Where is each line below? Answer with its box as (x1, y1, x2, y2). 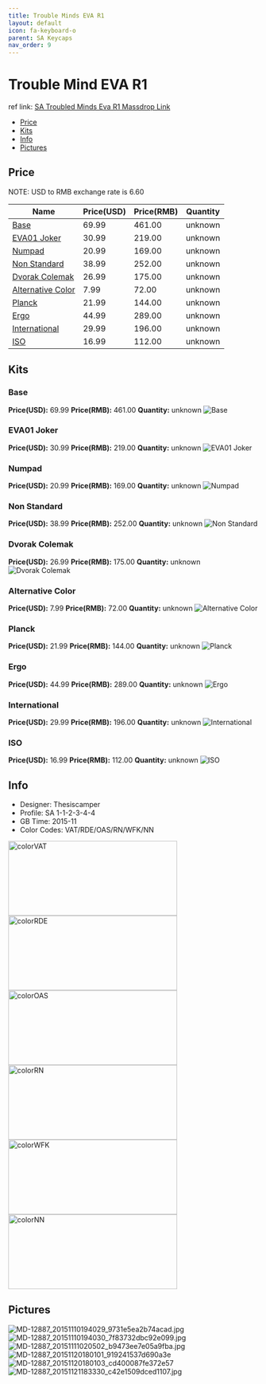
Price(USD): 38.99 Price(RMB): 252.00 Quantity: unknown (8, 519, 203, 528)
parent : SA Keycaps (8, 33, 73, 42)
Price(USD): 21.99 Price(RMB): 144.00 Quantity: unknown (8, 641, 201, 651)
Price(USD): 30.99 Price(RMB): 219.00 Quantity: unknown (8, 443, 202, 453)
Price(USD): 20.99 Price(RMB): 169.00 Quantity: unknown (8, 481, 202, 491)
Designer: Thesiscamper (19, 800, 101, 810)
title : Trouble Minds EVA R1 (8, 11, 105, 20)
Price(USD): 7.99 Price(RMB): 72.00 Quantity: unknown (8, 603, 193, 614)
